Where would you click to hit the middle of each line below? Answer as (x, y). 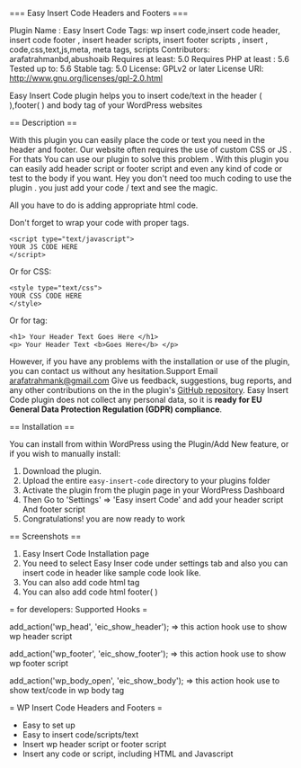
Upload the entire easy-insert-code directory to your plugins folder (146, 481)
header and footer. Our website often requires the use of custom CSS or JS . (150, 149)
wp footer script (39, 663)
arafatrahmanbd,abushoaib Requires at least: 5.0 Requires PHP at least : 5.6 (150, 59)
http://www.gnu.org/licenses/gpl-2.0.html (86, 78)
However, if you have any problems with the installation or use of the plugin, (150, 362)
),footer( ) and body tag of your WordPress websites (106, 105)
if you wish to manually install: (65, 454)
